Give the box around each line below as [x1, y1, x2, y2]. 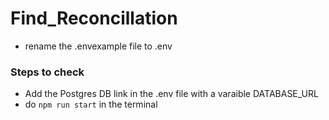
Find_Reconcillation [10, 7, 178, 30]
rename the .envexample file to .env [24, 40, 173, 52]
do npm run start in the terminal [24, 98, 158, 111]
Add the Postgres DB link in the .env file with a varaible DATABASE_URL [24, 88, 319, 100]
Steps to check [10, 65, 85, 79]
